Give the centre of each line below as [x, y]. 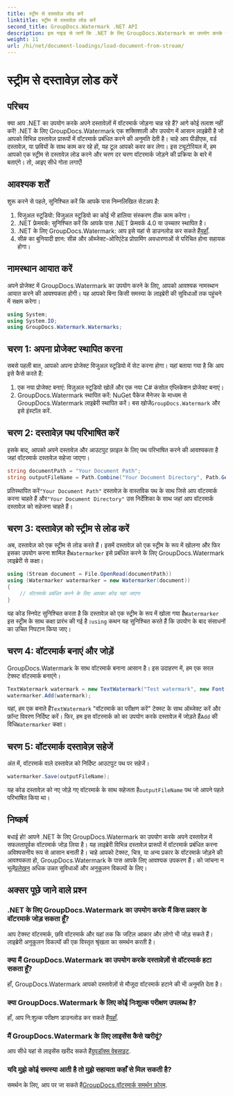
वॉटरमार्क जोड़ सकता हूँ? [38, 919]
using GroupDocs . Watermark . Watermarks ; [65, 328]
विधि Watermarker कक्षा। [37, 725]
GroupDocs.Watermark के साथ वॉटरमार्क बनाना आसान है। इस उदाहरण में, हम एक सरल [110, 668]
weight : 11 [23, 40]
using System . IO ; [32, 321]
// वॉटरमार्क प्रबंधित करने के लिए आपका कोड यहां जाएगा [80, 594]
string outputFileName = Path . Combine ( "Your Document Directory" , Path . [114, 477]
